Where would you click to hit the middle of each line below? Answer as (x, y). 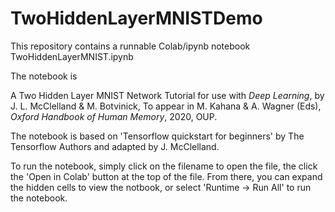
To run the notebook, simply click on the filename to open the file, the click (164, 166)
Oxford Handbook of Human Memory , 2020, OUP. (114, 116)
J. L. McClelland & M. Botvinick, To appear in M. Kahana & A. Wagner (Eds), (166, 106)
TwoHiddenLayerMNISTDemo (136, 18)
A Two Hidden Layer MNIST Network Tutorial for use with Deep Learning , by (167, 95)
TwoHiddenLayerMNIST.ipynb (72, 56)
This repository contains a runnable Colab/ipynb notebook (130, 46)
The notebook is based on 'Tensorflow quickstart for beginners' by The (157, 136)
